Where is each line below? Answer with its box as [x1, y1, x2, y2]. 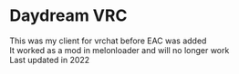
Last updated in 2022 [9, 54, 90, 65]
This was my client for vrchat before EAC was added [9, 35, 207, 46]
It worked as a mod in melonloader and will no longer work [9, 44, 230, 55]
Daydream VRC [9, 5, 128, 26]
